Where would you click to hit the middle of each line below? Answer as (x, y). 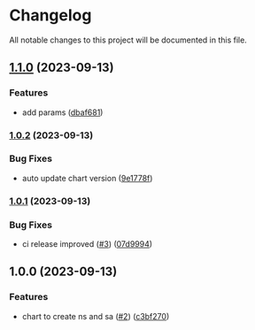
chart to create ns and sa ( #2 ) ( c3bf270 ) (96, 316)
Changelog (50, 15)
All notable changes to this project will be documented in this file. (128, 40)
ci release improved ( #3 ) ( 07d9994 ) (87, 244)
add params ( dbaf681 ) (62, 112)
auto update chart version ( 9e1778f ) (87, 178)
